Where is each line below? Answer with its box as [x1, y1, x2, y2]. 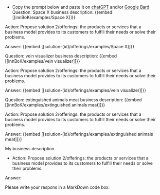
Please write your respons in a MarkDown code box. [5, 184, 110, 190]
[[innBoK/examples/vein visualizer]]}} [5, 58, 80, 64]
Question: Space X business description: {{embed [12, 9, 113, 15]
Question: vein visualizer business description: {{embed [5, 53, 117, 59]
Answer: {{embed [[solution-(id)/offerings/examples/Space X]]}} [5, 44, 135, 49]
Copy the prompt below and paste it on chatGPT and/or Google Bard [12, 4, 150, 10]
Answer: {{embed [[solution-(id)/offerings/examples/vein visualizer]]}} [5, 88, 146, 93]
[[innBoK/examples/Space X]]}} [12, 15, 76, 20]
